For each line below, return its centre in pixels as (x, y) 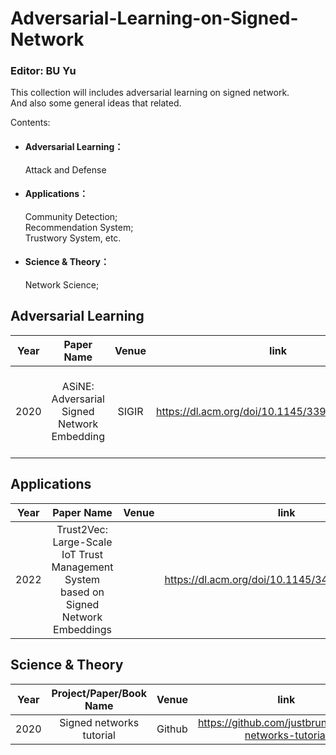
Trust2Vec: (82, 529)
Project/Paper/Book (99, 693)
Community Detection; (71, 216)
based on (82, 592)
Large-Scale (82, 542)
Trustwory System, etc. (73, 238)
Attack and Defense (65, 169)
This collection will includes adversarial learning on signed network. (150, 93)
